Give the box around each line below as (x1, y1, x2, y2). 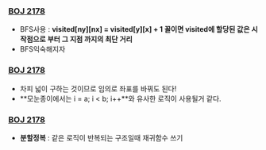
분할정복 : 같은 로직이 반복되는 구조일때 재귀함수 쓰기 (19, 133, 183, 142)
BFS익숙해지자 (19, 44, 66, 54)
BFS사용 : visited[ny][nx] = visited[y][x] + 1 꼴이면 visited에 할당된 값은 (19, 25, 250, 34)
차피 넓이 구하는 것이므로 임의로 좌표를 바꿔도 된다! (19, 83, 177, 93)
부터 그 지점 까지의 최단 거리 (47, 34, 133, 44)
